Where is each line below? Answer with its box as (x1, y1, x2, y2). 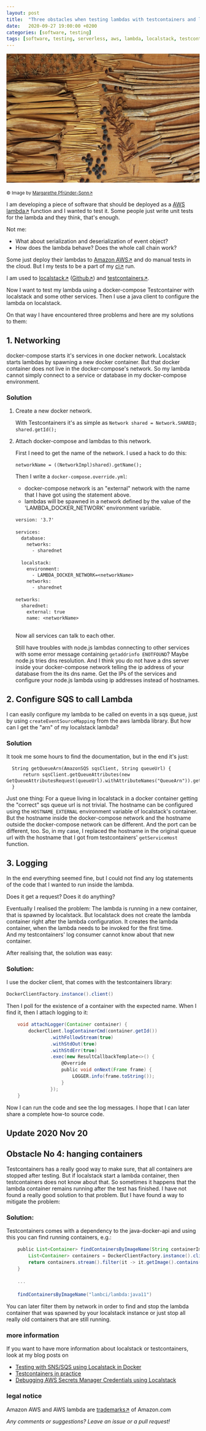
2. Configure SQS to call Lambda (6, 694, 133, 705)
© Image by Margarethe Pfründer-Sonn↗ (6, 190, 93, 196)
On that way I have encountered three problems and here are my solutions (6, 311, 194, 319)
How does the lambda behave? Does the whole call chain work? (15, 244, 177, 251)
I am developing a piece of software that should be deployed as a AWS (6, 200, 185, 208)
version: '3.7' (15, 516, 55, 523)
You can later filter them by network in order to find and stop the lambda (6, 1303, 189, 1310)
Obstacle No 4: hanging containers (6, 1149, 143, 1160)
